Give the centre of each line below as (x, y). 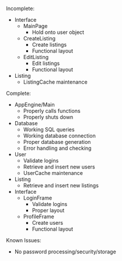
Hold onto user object (58, 32)
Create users (47, 223)
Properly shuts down (48, 117)
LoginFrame (38, 198)
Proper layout (48, 210)
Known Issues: (24, 240)
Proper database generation (57, 142)
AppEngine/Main (34, 104)
